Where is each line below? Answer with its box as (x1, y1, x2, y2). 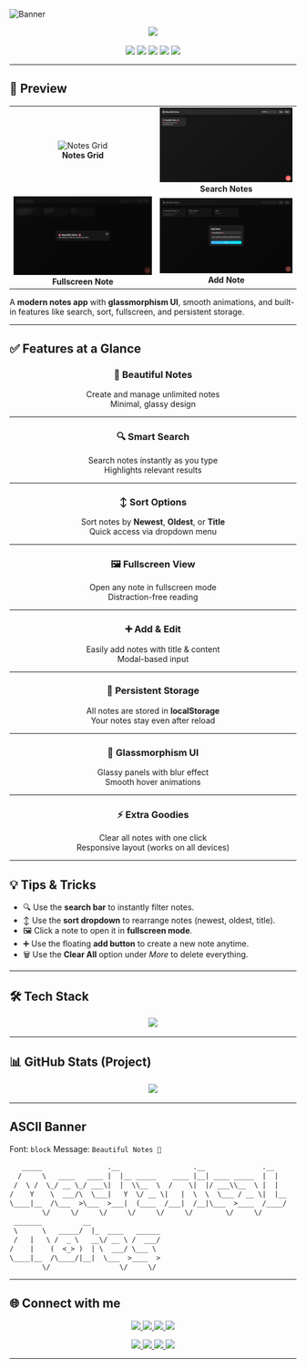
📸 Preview (9, 81, 67, 97)
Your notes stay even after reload (90, 715, 216, 726)
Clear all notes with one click (98, 832, 208, 843)
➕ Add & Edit (124, 623, 182, 636)
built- (274, 296, 295, 307)
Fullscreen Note (52, 276, 114, 287)
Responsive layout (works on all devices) (76, 842, 230, 853)
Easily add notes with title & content (86, 643, 220, 655)
